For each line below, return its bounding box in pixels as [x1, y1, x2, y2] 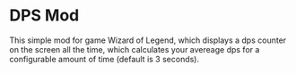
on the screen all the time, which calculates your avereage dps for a [9, 44, 260, 54]
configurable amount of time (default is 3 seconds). [9, 53, 200, 64]
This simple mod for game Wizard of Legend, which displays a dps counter [9, 35, 287, 45]
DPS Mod [9, 5, 80, 26]
